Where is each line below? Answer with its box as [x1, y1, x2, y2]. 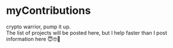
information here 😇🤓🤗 [6, 35, 61, 42]
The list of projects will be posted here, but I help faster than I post [6, 29, 168, 36]
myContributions [6, 4, 91, 17]
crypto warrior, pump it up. [6, 23, 71, 30]
